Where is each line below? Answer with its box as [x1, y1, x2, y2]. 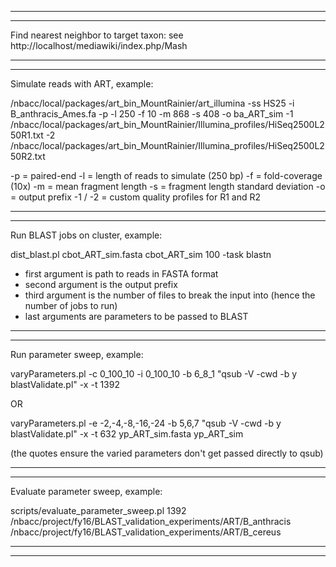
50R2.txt [10, 151, 46, 162]
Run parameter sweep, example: [10, 349, 144, 360]
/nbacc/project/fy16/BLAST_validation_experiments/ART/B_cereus [10, 526, 282, 538]
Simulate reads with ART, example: [10, 78, 154, 90]
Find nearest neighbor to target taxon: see [10, 29, 184, 41]
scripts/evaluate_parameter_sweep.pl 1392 [10, 505, 187, 516]
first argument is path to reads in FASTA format [24, 268, 219, 280]
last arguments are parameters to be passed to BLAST [24, 311, 249, 322]
